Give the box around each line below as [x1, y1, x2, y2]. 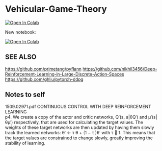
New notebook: [5, 29, 36, 35]
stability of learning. [5, 140, 46, 146]
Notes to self [5, 91, 45, 99]
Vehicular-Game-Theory [5, 3, 107, 15]
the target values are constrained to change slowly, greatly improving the [5, 135, 153, 141]
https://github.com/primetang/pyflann [5, 66, 82, 72]
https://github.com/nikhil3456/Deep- [82, 66, 157, 72]
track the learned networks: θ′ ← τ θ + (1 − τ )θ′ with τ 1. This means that [5, 129, 156, 135]
